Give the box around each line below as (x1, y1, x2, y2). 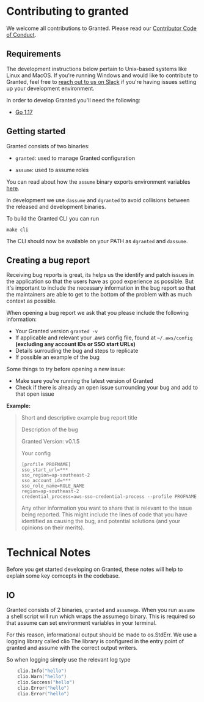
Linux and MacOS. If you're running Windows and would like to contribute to (6, 72, 199, 79)
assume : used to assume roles (15, 166, 89, 173)
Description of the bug (21, 426, 78, 433)
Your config (21, 450, 51, 457)
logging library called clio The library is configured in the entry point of (6, 638, 184, 645)
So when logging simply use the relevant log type (6, 656, 131, 663)
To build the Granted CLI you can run (6, 214, 100, 222)
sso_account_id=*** (21, 478, 71, 484)
